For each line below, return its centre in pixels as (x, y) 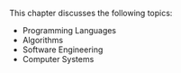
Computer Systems (58, 59)
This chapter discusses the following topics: (91, 13)
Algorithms (43, 40)
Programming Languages (69, 30)
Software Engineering (63, 50)
